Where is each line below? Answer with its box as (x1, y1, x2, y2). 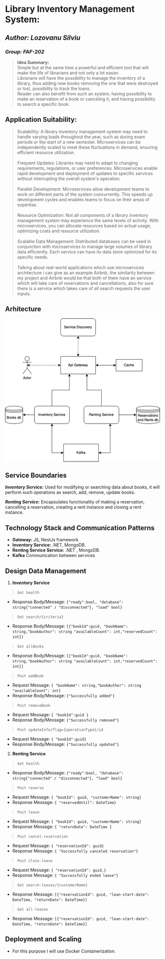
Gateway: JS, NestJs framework (12, 537, 79, 543)
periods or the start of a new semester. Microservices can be (17, 139, 141, 145)
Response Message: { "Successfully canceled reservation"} (12, 848, 138, 854)
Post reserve (17, 785, 44, 790)
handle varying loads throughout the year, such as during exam (17, 134, 145, 140)
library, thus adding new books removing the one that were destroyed (17, 80, 158, 86)
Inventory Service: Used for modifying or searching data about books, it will (5, 484, 160, 490)
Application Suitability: (5, 116, 77, 124)
